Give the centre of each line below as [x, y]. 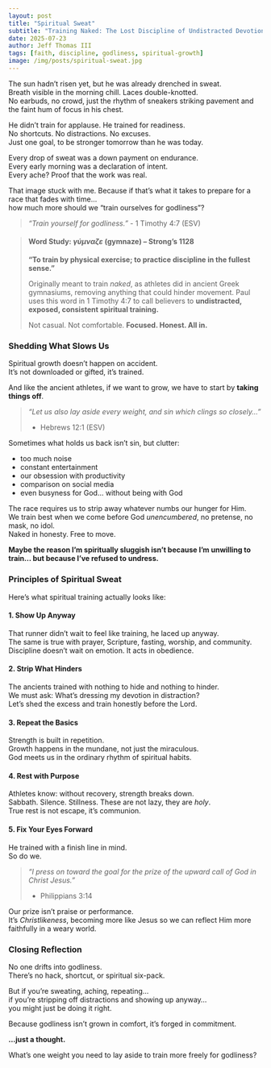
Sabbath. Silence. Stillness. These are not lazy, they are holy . [110, 802]
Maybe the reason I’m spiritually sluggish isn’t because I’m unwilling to [130, 550]
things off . [26, 397]
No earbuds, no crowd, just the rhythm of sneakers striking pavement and [131, 101]
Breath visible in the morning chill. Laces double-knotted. [104, 92]
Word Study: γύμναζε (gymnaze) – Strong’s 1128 [111, 242]
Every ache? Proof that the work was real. [78, 175]
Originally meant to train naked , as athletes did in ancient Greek [133, 284]
